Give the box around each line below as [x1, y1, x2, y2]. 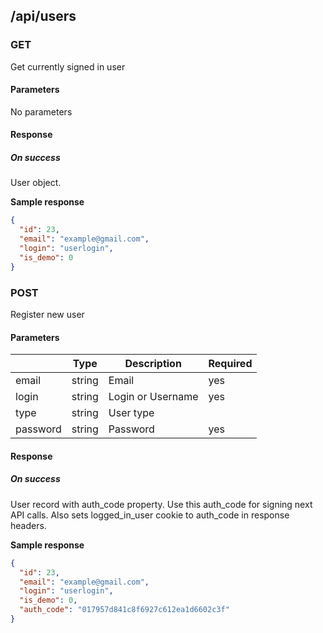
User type [108, 406, 155, 420]
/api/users [10, 8, 77, 25]
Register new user [10, 309, 85, 320]
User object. [10, 177, 62, 189]
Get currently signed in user [10, 60, 126, 73]
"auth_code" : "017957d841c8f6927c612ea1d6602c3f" [19, 605, 230, 615]
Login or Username [108, 390, 199, 404]
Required [208, 357, 253, 371]
